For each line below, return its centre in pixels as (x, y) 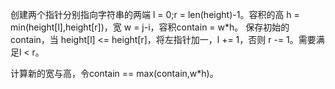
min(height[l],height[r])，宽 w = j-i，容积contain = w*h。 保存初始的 (150, 27)
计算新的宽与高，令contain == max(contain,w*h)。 (114, 73)
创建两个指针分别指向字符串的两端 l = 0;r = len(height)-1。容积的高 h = (155, 14)
